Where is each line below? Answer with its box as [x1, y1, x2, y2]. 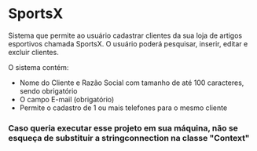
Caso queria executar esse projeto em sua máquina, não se [8, 123, 238, 134]
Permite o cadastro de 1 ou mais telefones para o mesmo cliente [19, 103, 228, 112]
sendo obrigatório [19, 86, 78, 95]
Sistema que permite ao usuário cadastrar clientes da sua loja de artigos [8, 31, 242, 40]
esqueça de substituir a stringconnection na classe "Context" [8, 132, 250, 143]
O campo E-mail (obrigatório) [19, 94, 115, 104]
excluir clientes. [8, 47, 59, 57]
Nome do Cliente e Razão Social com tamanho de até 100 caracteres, [19, 78, 244, 87]
